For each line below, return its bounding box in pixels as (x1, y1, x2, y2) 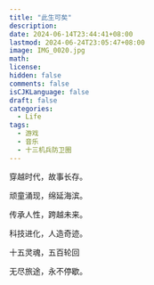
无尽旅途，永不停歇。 (9, 265, 87, 276)
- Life (17, 112, 42, 121)
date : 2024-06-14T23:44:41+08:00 (9, 29, 134, 38)
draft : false (9, 95, 58, 105)
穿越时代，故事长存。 (9, 171, 87, 182)
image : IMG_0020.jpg (9, 46, 86, 55)
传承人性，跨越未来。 (9, 208, 87, 219)
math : (9, 54, 29, 63)
